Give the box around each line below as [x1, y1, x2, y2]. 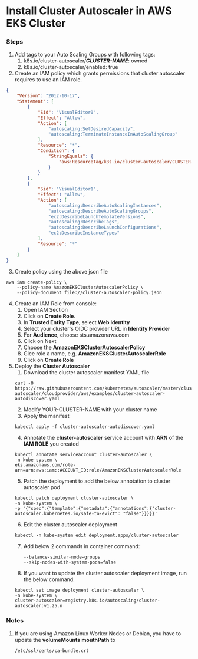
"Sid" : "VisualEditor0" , [37, 109, 99, 116]
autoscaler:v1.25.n [14, 603, 63, 609]
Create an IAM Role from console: [14, 300, 97, 307]
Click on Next [23, 338, 57, 345]
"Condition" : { [37, 148, 75, 154]
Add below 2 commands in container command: [23, 543, 140, 550]
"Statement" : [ [16, 98, 54, 104]
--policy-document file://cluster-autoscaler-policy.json [16, 290, 162, 296]
